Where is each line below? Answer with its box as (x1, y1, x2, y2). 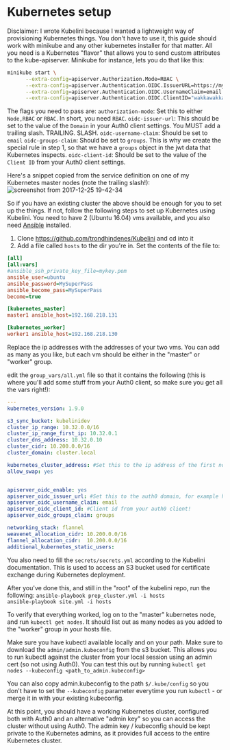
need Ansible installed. (7, 221, 72, 230)
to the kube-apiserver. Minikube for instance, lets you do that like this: (7, 56, 205, 64)
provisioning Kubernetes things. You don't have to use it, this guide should (7, 34, 217, 42)
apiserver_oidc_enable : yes (7, 486, 88, 494)
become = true (7, 293, 41, 300)
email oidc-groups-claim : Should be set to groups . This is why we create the (7, 136, 221, 145)
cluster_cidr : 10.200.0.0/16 (7, 443, 90, 450)
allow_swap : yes (7, 468, 53, 475)
